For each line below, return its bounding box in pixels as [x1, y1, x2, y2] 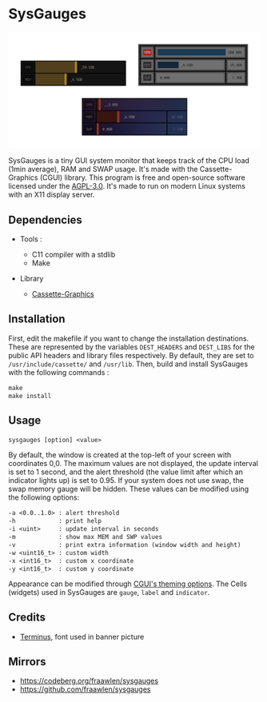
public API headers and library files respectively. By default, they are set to [8, 350, 254, 360]
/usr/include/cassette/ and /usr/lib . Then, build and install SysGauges [8, 359, 249, 369]
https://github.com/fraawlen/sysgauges [19, 684, 151, 694]
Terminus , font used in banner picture [19, 632, 145, 641]
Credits [8, 611, 46, 624]
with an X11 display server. [8, 189, 95, 200]
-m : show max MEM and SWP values [8, 532, 162, 540]
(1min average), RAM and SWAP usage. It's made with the [8, 165, 198, 174]
